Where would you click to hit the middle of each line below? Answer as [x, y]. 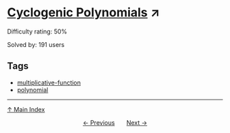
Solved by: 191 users [36, 44]
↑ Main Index [26, 109]
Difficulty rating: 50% [37, 31]
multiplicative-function [49, 83]
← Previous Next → [115, 122]
